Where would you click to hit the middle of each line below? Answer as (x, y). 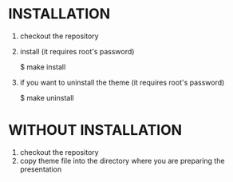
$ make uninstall (47, 97)
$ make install (43, 67)
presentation (41, 169)
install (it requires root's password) (77, 51)
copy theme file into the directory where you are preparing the (122, 160)
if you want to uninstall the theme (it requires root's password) (122, 82)
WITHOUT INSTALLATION (95, 131)
